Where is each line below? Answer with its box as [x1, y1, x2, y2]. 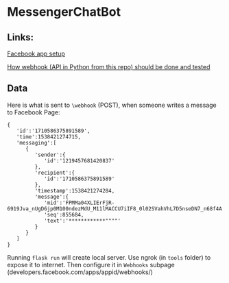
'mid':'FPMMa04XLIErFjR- [43, 199, 115, 206]
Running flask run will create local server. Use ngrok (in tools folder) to [7, 253, 211, 261]
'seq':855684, [43, 211, 84, 218]
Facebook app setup [7, 49, 65, 58]
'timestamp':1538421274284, [34, 187, 115, 194]
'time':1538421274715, [16, 133, 81, 140]
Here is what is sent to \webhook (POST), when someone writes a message [7, 101, 217, 109]
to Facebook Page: [7, 108, 60, 116]
